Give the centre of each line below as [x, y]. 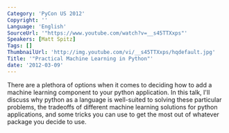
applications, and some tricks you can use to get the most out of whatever [113, 114]
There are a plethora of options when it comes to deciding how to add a [110, 85]
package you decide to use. [47, 121]
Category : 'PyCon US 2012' [46, 14]
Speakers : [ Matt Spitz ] [42, 39]
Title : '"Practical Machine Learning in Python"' [80, 59]
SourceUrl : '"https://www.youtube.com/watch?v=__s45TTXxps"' [97, 33]
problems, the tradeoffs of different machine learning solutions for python [112, 107]
